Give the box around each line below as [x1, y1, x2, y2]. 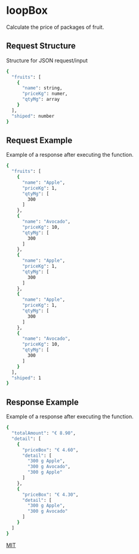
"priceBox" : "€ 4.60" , [21, 447, 79, 453]
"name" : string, [21, 85, 63, 91]
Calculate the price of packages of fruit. [6, 23, 104, 31]
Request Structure [6, 41, 76, 51]
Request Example [6, 135, 73, 145]
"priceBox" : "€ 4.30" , [21, 492, 79, 498]
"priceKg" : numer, [21, 91, 68, 97]
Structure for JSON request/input [6, 56, 88, 64]
